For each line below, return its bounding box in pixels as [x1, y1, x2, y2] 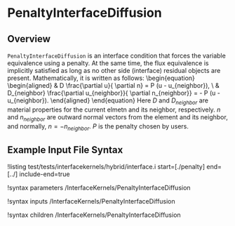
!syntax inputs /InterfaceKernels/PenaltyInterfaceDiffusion [7, 197, 175, 206]
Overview [7, 33, 51, 45]
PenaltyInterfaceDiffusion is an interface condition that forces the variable [7, 51, 226, 60]
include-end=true [19, 170, 70, 178]
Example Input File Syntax [7, 144, 123, 156]
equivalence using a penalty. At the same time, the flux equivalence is [7, 59, 209, 67]
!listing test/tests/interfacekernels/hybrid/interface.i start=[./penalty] [7, 163, 206, 171]
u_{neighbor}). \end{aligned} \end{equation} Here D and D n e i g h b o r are [7, 96, 209, 106]
